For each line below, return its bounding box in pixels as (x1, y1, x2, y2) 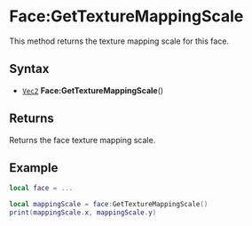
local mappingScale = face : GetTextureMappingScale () (9, 200, 209, 209)
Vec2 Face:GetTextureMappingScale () (21, 85, 164, 95)
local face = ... (9, 184, 74, 193)
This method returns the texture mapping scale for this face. (9, 36, 229, 46)
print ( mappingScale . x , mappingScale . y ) (9, 208, 157, 217)
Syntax (9, 61, 50, 77)
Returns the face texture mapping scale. (9, 134, 156, 145)
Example (9, 160, 59, 175)
